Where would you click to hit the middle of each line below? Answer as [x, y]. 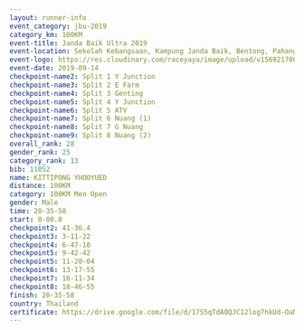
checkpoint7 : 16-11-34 [52, 278]
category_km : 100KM [46, 34]
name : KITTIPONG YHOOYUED [58, 177]
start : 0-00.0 [36, 219]
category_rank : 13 [44, 160]
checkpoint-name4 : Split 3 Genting [76, 93]
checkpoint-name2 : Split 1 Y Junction [82, 77]
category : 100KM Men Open [58, 194]
